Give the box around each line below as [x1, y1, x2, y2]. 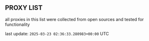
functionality [5, 21, 30, 27]
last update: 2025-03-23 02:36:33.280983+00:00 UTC [5, 31, 109, 36]
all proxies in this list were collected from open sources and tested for [5, 16, 144, 22]
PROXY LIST [5, 4, 43, 12]
